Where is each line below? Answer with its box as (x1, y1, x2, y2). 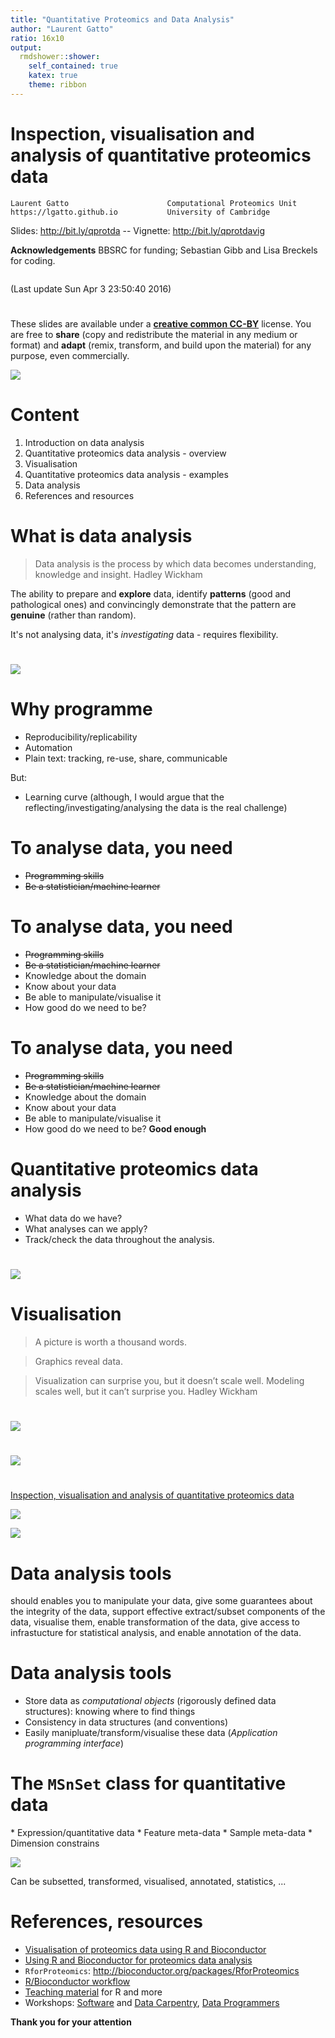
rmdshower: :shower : (19, 52, 101, 62)
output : (10, 42, 43, 53)
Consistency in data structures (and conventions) (24, 1716, 229, 1728)
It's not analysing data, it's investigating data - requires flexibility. (10, 628, 279, 640)
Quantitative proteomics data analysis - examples (24, 468, 229, 480)
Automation (24, 741, 73, 753)
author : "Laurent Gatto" (10, 24, 114, 34)
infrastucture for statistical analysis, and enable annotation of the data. (10, 1627, 302, 1639)
